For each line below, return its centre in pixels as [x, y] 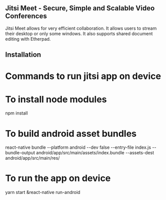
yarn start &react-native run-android [43, 192]
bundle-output [20, 153]
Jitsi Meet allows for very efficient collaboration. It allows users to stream [81, 28]
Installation [23, 55]
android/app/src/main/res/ [33, 158]
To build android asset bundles [71, 133]
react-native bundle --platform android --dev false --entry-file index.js [78, 147]
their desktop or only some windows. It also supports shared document [79, 33]
